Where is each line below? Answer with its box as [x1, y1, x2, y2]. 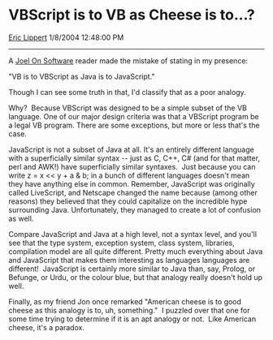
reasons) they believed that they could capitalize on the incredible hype [8, 196, 248, 206]
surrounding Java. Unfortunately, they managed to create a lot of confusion [8, 204, 262, 214]
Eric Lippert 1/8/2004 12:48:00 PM [8, 32, 124, 42]
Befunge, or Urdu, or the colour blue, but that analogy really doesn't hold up [8, 272, 262, 282]
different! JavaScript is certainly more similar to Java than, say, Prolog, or [8, 264, 256, 273]
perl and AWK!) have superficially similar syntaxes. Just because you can [8, 161, 256, 171]
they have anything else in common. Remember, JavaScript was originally [8, 179, 256, 188]
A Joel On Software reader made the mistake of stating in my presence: [8, 55, 249, 66]
